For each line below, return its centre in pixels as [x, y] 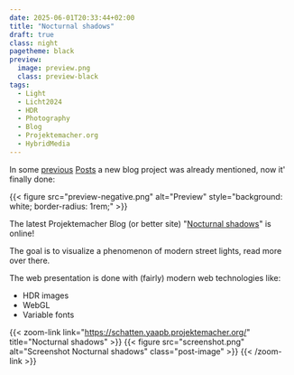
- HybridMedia [44, 144]
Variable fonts [48, 314]
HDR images [46, 295]
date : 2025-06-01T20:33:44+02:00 [72, 18]
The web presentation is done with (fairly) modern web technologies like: [145, 277]
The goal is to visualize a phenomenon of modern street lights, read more [146, 250]
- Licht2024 [40, 102]
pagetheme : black [42, 52]
